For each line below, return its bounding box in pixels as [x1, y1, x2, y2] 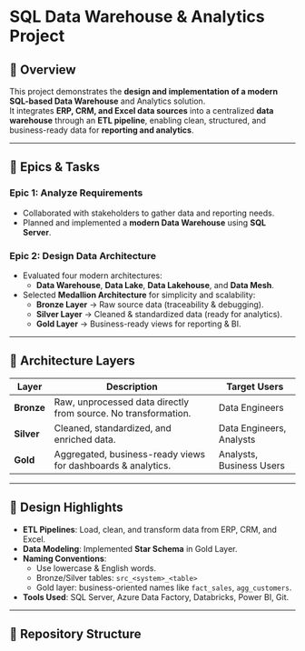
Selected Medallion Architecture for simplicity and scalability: [22, 289, 256, 300]
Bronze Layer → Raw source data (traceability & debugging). [35, 298, 264, 310]
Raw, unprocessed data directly [54, 396, 190, 408]
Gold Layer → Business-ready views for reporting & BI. [35, 318, 242, 329]
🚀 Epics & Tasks [9, 159, 100, 175]
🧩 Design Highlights [9, 500, 123, 516]
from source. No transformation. [54, 406, 192, 419]
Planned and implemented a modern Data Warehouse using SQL [22, 216, 266, 228]
